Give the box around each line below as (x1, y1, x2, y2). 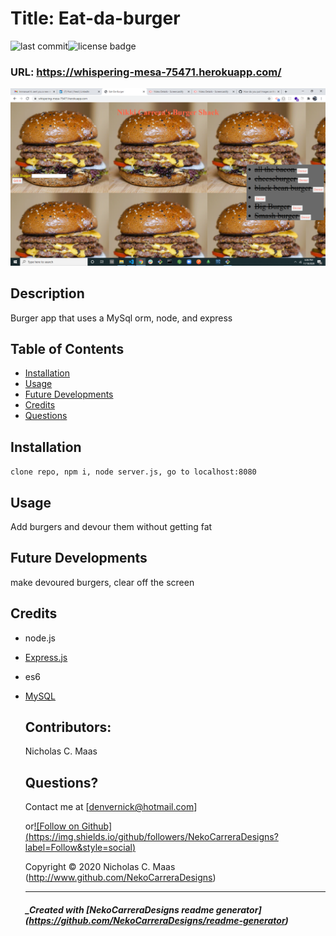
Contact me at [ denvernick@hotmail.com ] (24, 801, 198, 813)
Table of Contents (10, 340, 125, 357)
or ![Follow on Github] (24, 820, 113, 832)
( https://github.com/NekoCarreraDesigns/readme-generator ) (24, 914, 289, 926)
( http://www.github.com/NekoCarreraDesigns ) (24, 872, 217, 884)
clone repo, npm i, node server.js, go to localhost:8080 (10, 467, 257, 477)
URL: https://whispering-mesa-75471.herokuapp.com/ (10, 65, 282, 79)
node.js (24, 632, 57, 644)
